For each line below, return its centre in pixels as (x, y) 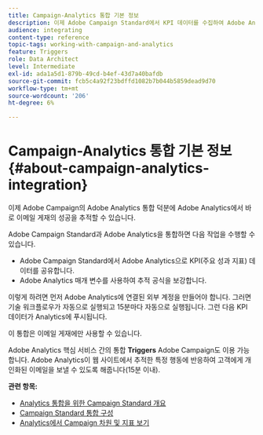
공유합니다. (57, 271)
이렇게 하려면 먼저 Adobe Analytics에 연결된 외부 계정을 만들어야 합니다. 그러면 (130, 297)
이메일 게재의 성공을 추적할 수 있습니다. (76, 217)
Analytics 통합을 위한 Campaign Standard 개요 (93, 403)
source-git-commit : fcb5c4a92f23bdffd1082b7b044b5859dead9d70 (112, 81)
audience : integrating (45, 30)
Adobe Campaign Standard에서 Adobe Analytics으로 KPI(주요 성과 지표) (133, 261)
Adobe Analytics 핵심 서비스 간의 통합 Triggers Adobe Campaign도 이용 (122, 350)
